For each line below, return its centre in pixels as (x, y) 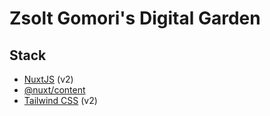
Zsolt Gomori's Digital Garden (135, 18)
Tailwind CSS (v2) (60, 100)
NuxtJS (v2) (48, 79)
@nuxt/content (54, 90)
